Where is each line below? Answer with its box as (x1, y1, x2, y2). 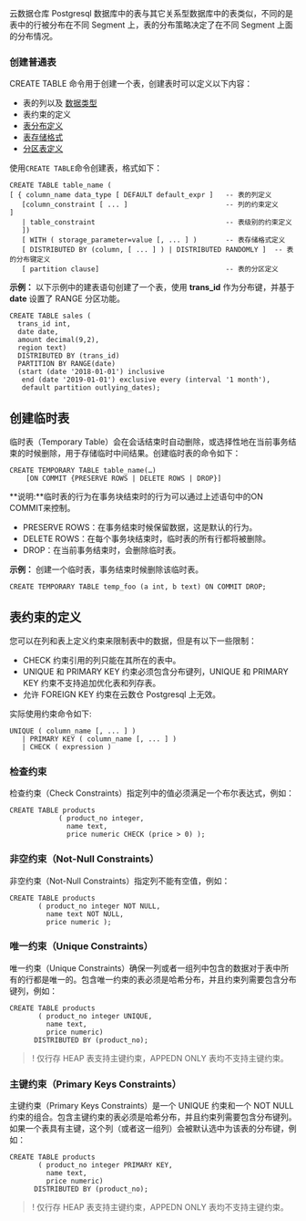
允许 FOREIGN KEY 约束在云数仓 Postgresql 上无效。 (22, 688, 221, 700)
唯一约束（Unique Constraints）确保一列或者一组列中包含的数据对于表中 (9, 962, 281, 974)
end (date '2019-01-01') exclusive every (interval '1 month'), (21, 375, 271, 385)
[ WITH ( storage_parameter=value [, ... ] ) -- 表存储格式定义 (21, 235, 286, 245)
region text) (17, 343, 67, 353)
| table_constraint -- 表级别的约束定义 (21, 218, 293, 227)
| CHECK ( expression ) (21, 742, 112, 751)
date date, (17, 328, 59, 337)
